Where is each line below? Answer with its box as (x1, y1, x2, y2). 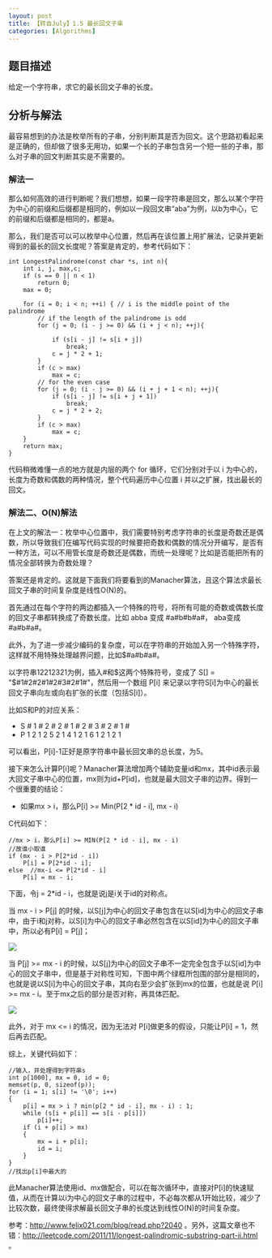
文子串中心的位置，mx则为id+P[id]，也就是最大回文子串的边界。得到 (22, 773, 251, 783)
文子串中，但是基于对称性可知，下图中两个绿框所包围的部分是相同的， (29, 968, 264, 978)
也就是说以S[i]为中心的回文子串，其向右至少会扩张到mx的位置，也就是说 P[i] (8, 979, 263, 989)
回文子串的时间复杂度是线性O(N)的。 (8, 585, 131, 595)
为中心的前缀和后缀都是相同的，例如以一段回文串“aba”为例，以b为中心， (8, 204, 252, 213)
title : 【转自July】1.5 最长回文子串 (8, 19, 124, 28)
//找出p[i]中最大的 (8, 1167, 67, 1175)
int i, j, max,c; (23, 265, 82, 273)
